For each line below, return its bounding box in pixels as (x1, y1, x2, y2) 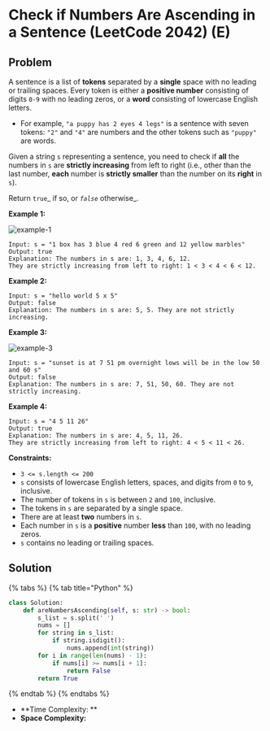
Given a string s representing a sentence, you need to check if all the (8, 152, 240, 161)
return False (66, 667, 111, 675)
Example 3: (8, 328, 47, 337)
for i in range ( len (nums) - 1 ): (37, 651, 148, 659)
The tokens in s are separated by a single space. (20, 503, 183, 513)
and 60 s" (8, 366, 42, 374)
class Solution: (8, 598, 63, 607)
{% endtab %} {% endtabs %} (8, 689, 110, 698)
